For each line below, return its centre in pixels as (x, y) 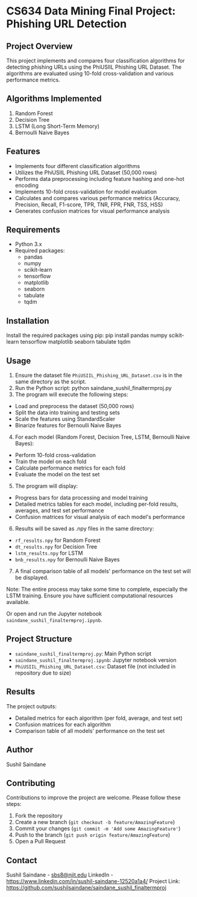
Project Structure (39, 639)
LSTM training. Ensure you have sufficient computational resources (90, 596)
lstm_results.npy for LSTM (49, 553)
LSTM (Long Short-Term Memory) (57, 126)
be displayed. (32, 578)
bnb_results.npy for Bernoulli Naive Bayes (67, 559)
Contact (22, 860)
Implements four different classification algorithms (77, 166)
